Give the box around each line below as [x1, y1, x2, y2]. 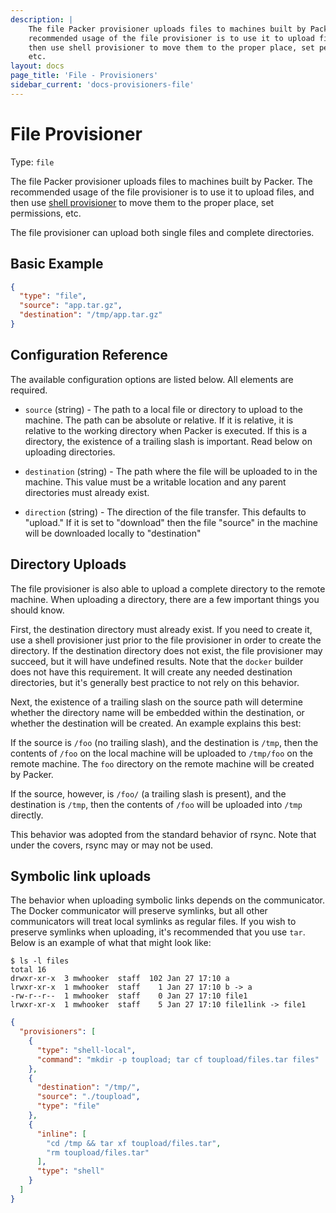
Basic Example [10, 256, 104, 273]
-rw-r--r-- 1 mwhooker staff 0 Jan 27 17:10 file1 [10, 991, 248, 1001]
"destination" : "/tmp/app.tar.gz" [19, 310, 163, 320]
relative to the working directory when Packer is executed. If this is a [24, 424, 308, 436]
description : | [10, 14, 74, 25]
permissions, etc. [10, 207, 82, 219]
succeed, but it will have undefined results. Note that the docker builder [10, 655, 304, 667]
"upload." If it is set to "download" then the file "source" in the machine [24, 516, 318, 528]
